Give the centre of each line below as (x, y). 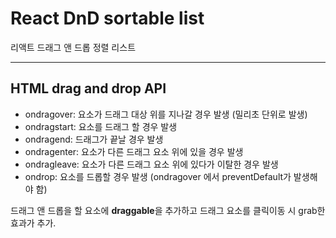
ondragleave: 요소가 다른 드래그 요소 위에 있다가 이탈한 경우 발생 (151, 164)
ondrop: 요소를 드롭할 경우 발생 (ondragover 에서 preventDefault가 (158, 176)
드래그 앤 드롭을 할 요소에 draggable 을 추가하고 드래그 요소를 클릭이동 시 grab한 (168, 210)
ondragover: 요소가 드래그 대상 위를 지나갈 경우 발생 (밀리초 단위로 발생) (166, 114)
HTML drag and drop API (88, 88)
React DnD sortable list (107, 18)
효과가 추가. (33, 223)
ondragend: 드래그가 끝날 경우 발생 (94, 139)
